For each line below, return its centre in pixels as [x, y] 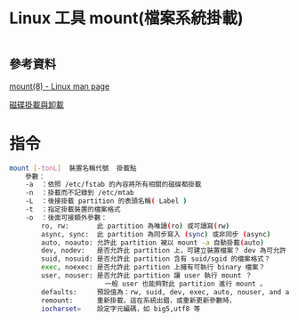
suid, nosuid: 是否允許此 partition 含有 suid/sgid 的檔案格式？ [156, 259]
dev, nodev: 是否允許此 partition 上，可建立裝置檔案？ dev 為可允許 [164, 251]
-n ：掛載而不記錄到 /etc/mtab [80, 193]
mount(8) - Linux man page [60, 86]
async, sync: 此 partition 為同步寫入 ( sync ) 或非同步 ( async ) [156, 234]
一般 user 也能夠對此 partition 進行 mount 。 [185, 284]
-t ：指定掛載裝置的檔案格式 [73, 210]
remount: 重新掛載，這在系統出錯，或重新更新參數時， [139, 300]
